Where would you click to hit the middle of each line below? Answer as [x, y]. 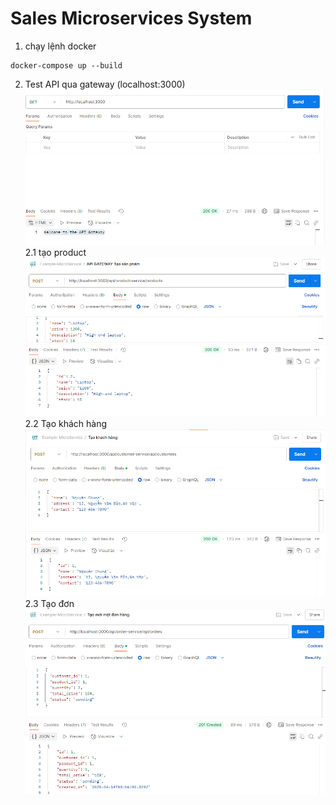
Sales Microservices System [131, 18]
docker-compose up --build [66, 65]
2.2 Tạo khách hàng [66, 424]
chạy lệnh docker [60, 46]
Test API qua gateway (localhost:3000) [105, 84]
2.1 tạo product [55, 253]
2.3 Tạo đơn [49, 604]
